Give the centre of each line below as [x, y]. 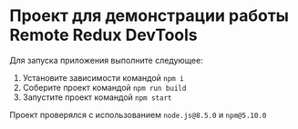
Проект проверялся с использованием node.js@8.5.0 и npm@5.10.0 [138, 114]
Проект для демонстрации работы [149, 16]
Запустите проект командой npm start [97, 97]
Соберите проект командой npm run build [104, 87]
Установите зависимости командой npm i [103, 77]
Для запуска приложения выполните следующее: [106, 60]
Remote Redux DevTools [103, 35]
